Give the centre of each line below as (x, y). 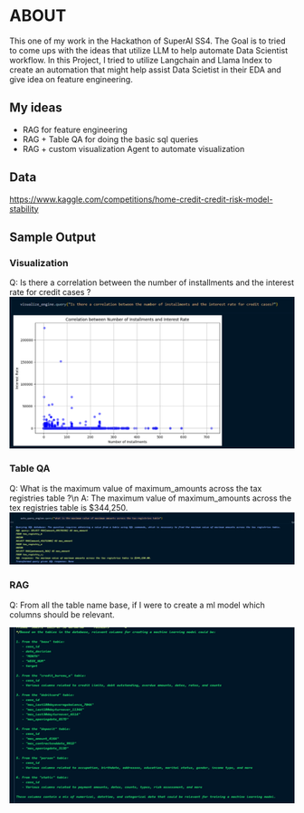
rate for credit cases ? (50, 292)
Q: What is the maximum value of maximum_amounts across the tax (136, 488)
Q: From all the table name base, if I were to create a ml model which (137, 605)
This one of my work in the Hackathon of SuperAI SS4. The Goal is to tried (147, 41)
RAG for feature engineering (75, 129)
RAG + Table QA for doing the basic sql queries (110, 139)
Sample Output (53, 237)
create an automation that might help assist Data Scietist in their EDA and (146, 70)
